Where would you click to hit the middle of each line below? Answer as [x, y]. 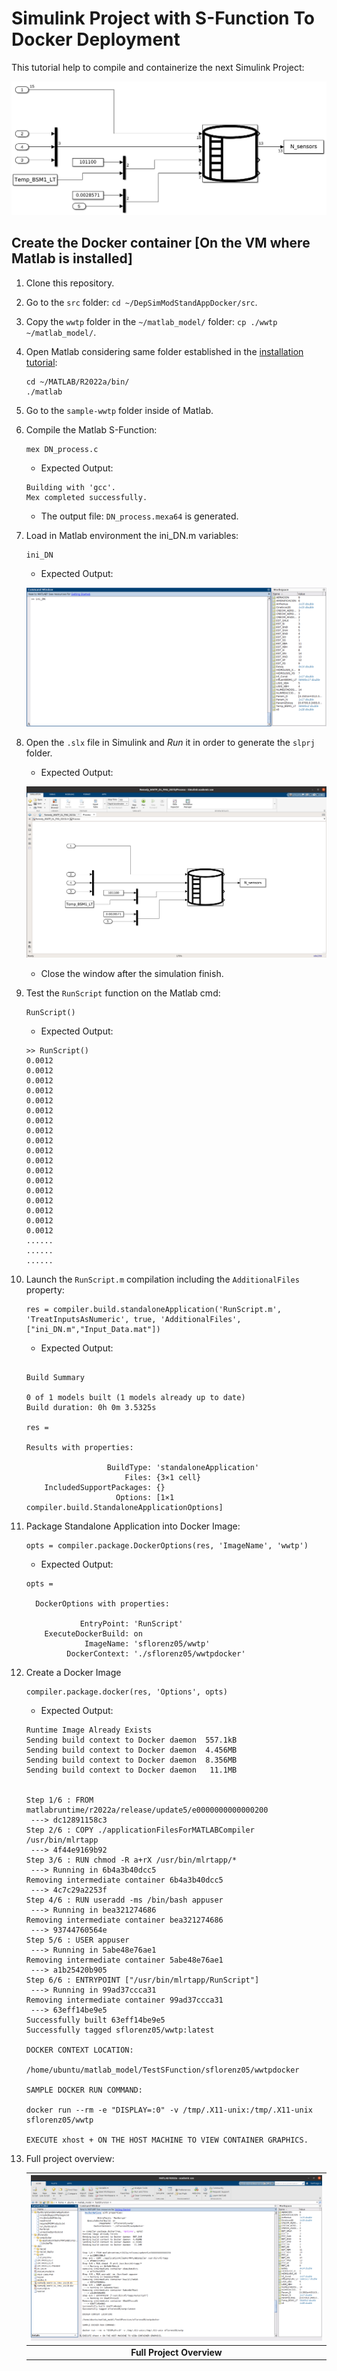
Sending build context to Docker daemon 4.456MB [131, 1750]
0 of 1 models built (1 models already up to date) [135, 1397]
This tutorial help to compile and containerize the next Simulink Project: [158, 67]
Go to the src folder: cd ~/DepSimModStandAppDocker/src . [141, 302]
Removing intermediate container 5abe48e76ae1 [124, 1960]
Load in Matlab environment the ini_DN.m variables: [132, 535]
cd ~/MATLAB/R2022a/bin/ [77, 382]
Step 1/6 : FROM [59, 1800]
